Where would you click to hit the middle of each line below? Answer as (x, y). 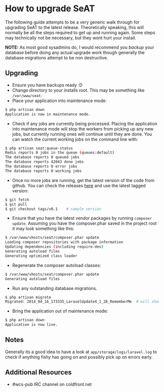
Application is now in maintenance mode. (48, 114)
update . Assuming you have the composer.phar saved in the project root (84, 223)
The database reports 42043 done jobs (44, 162)
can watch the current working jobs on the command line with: (75, 139)
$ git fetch (17, 200)
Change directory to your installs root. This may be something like (78, 90)
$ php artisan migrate (28, 297)
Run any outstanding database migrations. (55, 288)
